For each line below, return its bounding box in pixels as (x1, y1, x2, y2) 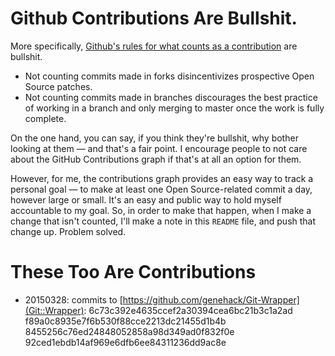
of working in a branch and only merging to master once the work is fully (24, 102, 325, 114)
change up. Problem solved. (10, 225, 127, 237)
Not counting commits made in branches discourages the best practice (24, 91, 318, 103)
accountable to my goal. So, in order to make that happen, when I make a (10, 204, 312, 216)
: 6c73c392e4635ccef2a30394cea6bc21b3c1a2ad (83, 304, 293, 316)
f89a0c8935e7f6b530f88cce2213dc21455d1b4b (24, 315, 227, 327)
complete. (24, 112, 67, 124)
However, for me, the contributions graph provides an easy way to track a (10, 172, 314, 184)
